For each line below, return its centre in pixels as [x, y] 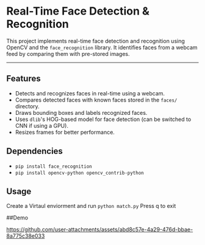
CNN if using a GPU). [42, 125]
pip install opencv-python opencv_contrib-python [80, 173]
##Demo [17, 218]
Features [23, 79]
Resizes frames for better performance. [65, 132]
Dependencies [34, 151]
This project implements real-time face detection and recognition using [95, 41]
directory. [27, 106]
